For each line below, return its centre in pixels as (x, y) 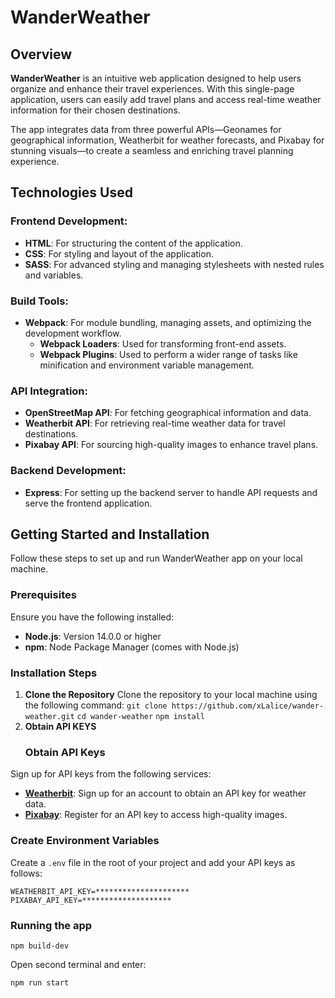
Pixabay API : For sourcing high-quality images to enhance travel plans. (171, 445)
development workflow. (73, 333)
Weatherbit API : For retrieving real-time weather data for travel (155, 423)
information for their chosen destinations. (95, 110)
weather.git (49, 716)
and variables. (54, 275)
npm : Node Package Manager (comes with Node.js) (132, 647)
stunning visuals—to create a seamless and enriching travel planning (152, 150)
